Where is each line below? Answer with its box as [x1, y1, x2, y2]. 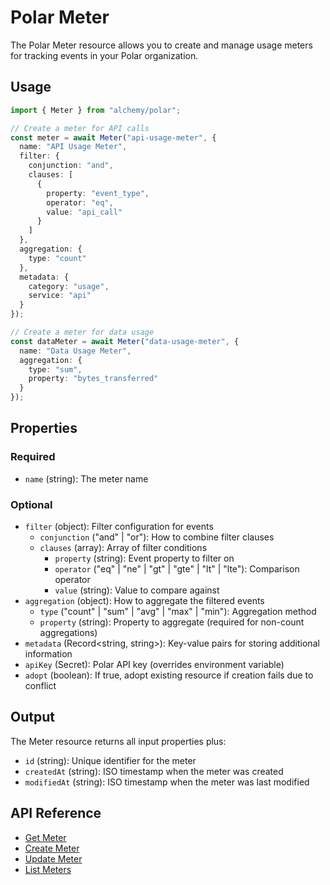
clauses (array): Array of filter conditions [39, 541, 208, 553]
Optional [10, 497, 53, 511]
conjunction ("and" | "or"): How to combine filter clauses [39, 531, 275, 543]
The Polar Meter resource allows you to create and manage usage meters [10, 39, 313, 51]
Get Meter [24, 831, 67, 843]
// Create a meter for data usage [10, 327, 155, 337]
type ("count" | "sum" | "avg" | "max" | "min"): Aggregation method [39, 605, 317, 617]
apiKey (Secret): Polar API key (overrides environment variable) [24, 658, 285, 670]
